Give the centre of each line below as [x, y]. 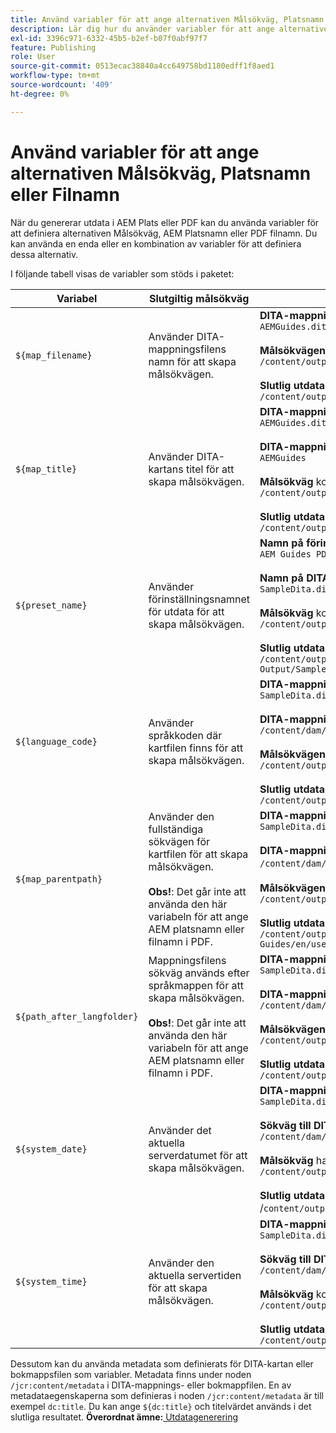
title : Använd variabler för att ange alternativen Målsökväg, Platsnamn [167, 19]
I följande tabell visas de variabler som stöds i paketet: [122, 273]
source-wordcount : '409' [62, 85]
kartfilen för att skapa [198, 854]
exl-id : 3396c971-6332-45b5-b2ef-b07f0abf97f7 [109, 38]
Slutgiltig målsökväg [199, 298]
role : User [33, 57]
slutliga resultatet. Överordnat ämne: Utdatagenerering [124, 1417]
